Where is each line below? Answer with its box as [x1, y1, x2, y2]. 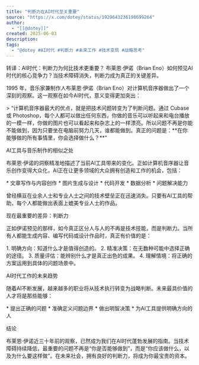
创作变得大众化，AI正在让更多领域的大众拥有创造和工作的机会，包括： [11, 167, 182, 174]
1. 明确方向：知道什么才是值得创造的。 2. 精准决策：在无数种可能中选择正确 [6, 245, 191, 252]
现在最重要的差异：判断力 [6, 212, 69, 219]
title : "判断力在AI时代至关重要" [6, 8, 80, 15]
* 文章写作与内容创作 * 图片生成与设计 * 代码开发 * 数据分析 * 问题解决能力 [6, 179, 188, 186]
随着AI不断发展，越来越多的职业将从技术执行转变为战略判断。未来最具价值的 [6, 284, 193, 291]
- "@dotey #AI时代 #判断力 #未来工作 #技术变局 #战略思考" [11, 47, 145, 53]
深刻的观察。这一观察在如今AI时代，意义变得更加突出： [6, 91, 141, 99]
